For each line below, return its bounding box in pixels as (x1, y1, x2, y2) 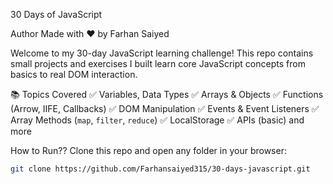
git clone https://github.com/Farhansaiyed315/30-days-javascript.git (10, 164, 311, 174)
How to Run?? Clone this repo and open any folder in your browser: (10, 145, 287, 156)
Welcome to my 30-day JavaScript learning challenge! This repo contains (10, 47, 314, 59)
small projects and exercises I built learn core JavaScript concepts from (10, 58, 306, 69)
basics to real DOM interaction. (10, 69, 138, 80)
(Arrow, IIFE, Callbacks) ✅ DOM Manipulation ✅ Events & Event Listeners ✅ (10, 103, 320, 114)
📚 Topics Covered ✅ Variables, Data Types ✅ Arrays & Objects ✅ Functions (10, 89, 324, 100)
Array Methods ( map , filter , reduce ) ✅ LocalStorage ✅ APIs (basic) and (10, 114, 305, 126)
